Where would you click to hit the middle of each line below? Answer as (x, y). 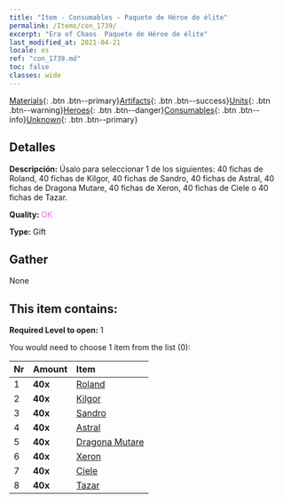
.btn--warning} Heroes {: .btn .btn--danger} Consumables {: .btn (123, 110)
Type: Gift (28, 231)
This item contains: (63, 309)
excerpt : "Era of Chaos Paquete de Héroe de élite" (109, 34)
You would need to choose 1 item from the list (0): (100, 347)
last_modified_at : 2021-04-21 (65, 42)
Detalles (32, 148)
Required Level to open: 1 (56, 331)
